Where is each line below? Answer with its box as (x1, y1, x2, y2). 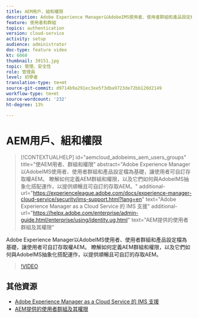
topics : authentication (6, 25, 65, 31)
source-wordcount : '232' (6, 96, 67, 102)
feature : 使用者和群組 (6, 19, 57, 25)
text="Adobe (145, 196, 177, 203)
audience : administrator (6, 42, 67, 48)
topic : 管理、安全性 (6, 63, 51, 69)
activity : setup (6, 36, 46, 42)
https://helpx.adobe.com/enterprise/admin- (32, 210, 138, 217)
